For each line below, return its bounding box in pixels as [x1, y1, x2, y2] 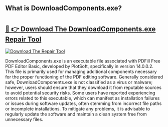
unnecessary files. [5, 116, 44, 122]
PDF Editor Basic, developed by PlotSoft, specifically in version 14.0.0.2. [5, 63, 154, 69]
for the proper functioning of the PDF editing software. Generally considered [5, 74, 163, 79]
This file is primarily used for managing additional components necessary [5, 68, 157, 74]
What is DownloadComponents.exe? [5, 4, 122, 12]
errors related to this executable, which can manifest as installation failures [5, 95, 160, 101]
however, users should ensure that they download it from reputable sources [5, 84, 162, 90]
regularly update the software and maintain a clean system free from [5, 111, 147, 117]
